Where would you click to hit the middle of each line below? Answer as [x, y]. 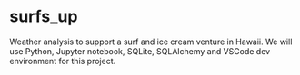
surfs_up [44, 17]
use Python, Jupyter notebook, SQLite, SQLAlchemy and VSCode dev [140, 51]
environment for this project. [63, 61]
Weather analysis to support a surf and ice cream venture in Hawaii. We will [151, 42]
